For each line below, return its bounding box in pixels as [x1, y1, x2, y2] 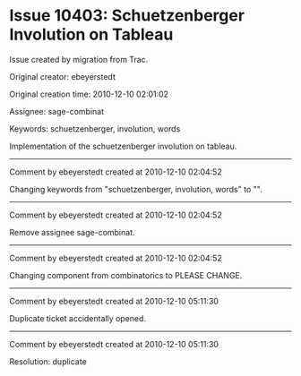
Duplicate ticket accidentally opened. [9, 312, 146, 323]
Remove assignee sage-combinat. [9, 226, 135, 237]
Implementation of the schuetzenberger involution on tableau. [9, 141, 237, 151]
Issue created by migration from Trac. [9, 54, 149, 64]
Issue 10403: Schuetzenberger [9, 5, 245, 26]
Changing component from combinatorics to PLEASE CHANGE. [9, 269, 243, 280]
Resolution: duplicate [9, 355, 87, 367]
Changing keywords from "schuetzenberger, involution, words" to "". [9, 184, 262, 194]
